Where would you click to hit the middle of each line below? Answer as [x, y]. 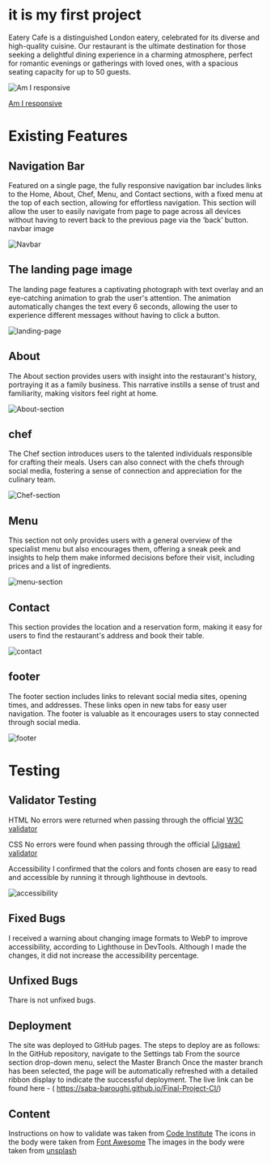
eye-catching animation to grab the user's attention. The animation [120, 298]
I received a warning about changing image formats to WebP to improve [128, 938]
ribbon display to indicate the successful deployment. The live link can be [131, 1079]
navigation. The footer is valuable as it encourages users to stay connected [134, 713]
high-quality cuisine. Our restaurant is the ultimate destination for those [127, 45]
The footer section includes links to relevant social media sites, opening [128, 696]
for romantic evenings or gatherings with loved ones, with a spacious [123, 63]
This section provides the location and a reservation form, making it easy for [135, 627]
